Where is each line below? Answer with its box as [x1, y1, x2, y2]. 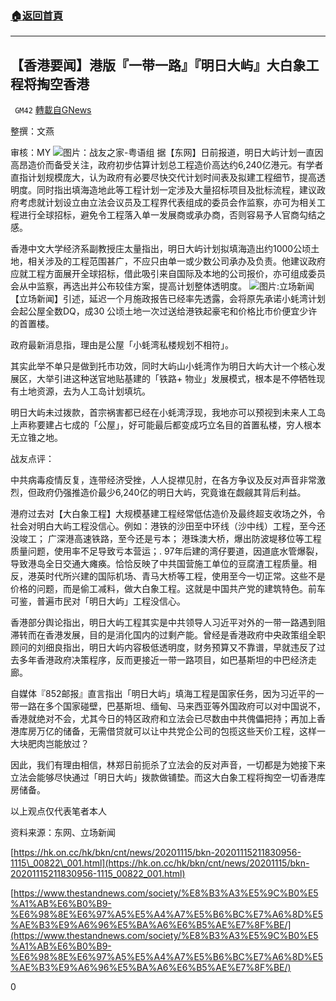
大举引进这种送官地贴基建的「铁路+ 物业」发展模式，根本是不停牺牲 [36, 373, 317, 385]
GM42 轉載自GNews [14, 104, 92, 116]
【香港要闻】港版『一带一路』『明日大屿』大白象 [10, 57, 307, 74]
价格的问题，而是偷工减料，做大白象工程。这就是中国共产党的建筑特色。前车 [10, 583, 326, 595]
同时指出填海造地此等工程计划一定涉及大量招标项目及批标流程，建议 [36, 184, 317, 196]
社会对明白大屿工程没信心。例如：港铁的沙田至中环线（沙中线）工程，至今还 [10, 520, 326, 532]
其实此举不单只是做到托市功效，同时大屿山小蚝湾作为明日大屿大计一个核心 [10, 360, 317, 372]
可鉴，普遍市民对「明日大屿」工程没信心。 [10, 595, 186, 607]
